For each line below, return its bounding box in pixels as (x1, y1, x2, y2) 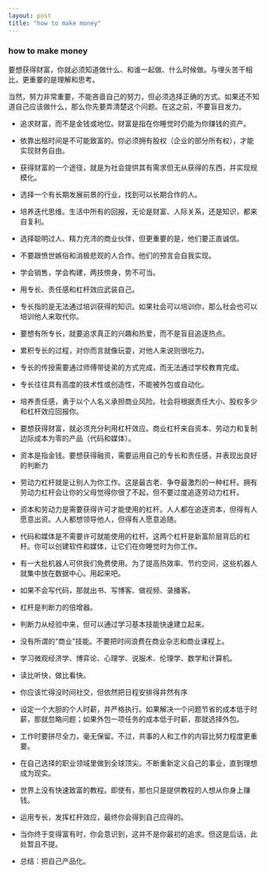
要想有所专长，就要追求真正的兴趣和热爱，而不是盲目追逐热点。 (19, 329, 230, 338)
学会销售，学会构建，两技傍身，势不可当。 (19, 267, 160, 277)
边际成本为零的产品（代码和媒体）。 (19, 433, 135, 443)
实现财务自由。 (19, 145, 69, 155)
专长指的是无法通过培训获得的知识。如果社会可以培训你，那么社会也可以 (19, 301, 257, 311)
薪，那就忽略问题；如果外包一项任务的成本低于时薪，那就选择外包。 (19, 714, 244, 724)
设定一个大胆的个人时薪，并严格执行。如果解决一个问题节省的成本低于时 (19, 704, 257, 714)
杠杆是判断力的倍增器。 (19, 602, 97, 612)
